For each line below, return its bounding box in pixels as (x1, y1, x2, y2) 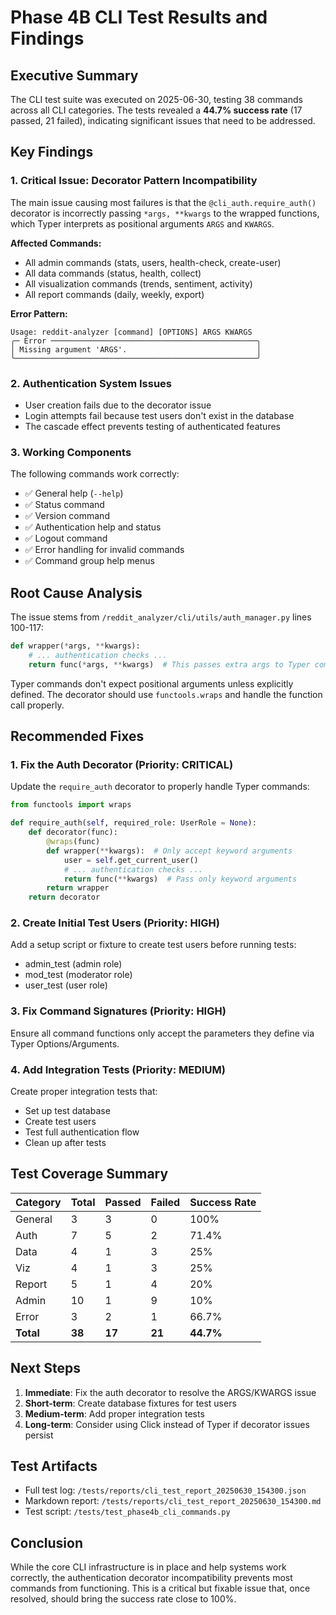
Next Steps (10, 1360, 81, 1377)
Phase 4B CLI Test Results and (10, 6, 268, 29)
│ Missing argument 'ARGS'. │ (10, 344, 262, 355)
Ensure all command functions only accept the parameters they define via (10, 1027, 315, 1039)
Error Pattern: (10, 307, 68, 320)
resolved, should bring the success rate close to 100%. (10, 1593, 237, 1605)
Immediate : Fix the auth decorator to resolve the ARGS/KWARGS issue (24, 1386, 317, 1398)
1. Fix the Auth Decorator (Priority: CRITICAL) (10, 758, 234, 772)
